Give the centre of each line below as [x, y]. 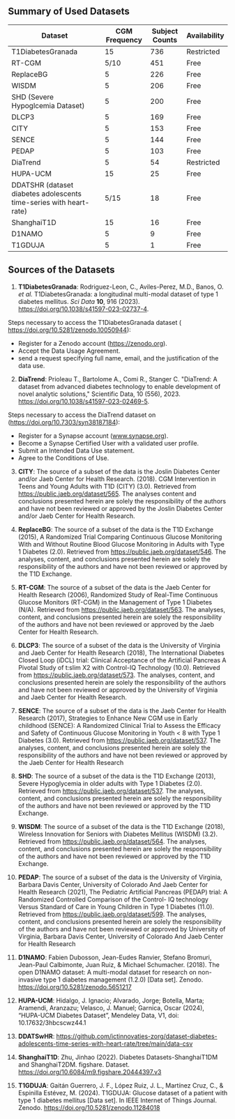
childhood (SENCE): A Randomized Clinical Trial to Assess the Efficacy [119, 725]
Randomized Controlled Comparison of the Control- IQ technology [113, 899]
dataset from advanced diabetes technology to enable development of [119, 386]
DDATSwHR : [36, 1036]
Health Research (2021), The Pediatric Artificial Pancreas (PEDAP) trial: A [123, 892]
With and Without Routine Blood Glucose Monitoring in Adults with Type [121, 544]
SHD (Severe [33, 97]
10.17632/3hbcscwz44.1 [52, 1022]
